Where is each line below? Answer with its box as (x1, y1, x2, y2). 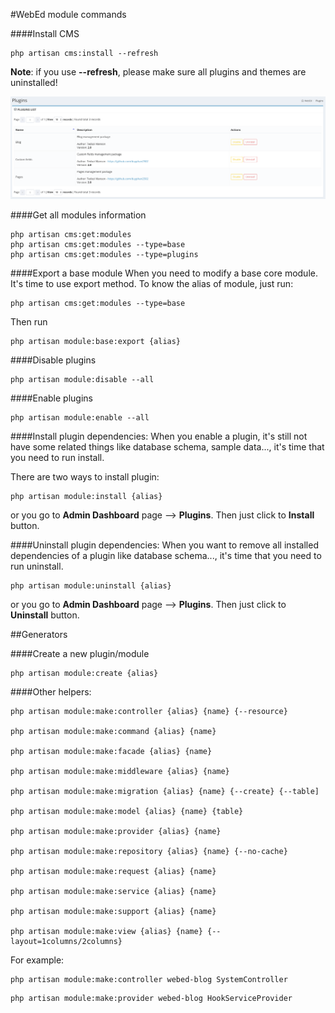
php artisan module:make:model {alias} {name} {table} (10, 806, 244, 816)
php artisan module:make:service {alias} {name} (10, 886, 217, 896)
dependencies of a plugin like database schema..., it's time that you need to (10, 549, 322, 561)
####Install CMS (10, 28, 80, 39)
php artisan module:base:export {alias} (10, 336, 182, 346)
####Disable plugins (10, 354, 97, 366)
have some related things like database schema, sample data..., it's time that (10, 440, 325, 453)
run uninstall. (10, 560, 64, 572)
